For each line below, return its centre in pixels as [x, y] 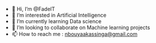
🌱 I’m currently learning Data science [57, 21]
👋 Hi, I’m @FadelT [33, 9]
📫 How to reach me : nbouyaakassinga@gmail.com [74, 34]
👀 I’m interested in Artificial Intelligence [59, 15]
